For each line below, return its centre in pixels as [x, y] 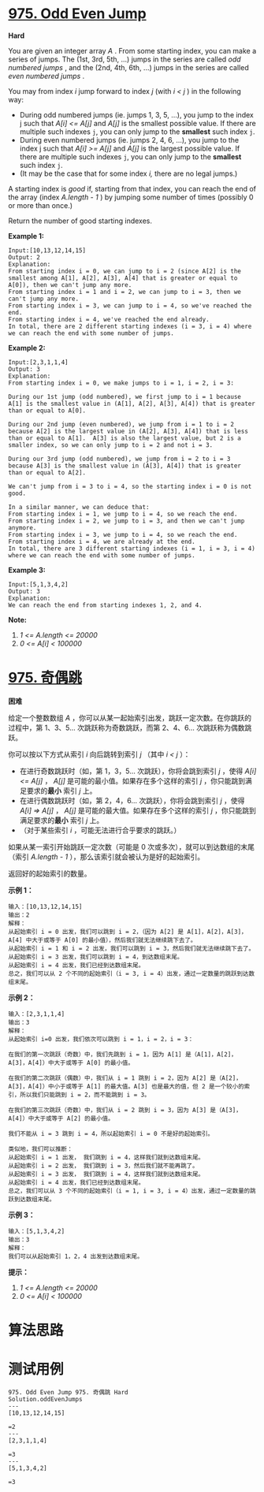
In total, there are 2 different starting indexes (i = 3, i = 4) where [130, 326]
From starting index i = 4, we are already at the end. [102, 541]
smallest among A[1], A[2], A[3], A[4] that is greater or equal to [123, 278]
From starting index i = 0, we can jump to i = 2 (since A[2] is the [125, 271]
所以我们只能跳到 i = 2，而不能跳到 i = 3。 [85, 1095]
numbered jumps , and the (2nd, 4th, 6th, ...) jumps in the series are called [129, 67]
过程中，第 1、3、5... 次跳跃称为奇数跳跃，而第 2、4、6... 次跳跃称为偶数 [127, 727]
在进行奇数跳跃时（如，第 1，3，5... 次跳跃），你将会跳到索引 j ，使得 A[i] [138, 771]
